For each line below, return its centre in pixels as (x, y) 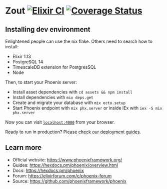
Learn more (23, 148)
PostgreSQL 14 (28, 62)
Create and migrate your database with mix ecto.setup (69, 103)
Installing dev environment (48, 29)
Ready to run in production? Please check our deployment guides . (73, 132)
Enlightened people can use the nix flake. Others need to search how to (79, 41)
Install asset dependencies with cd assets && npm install (72, 92)
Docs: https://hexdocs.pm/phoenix (48, 170)
